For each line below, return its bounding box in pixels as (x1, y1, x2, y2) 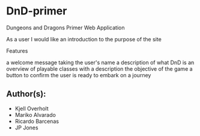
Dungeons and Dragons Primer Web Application (6, 24, 125, 31)
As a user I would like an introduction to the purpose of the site (6, 35, 162, 43)
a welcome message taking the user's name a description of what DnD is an (6, 59, 195, 66)
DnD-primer (6, 4, 67, 18)
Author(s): (6, 89, 46, 99)
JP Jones (14, 124, 38, 131)
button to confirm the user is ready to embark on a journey (6, 71, 151, 78)
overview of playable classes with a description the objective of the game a (6, 65, 193, 72)
